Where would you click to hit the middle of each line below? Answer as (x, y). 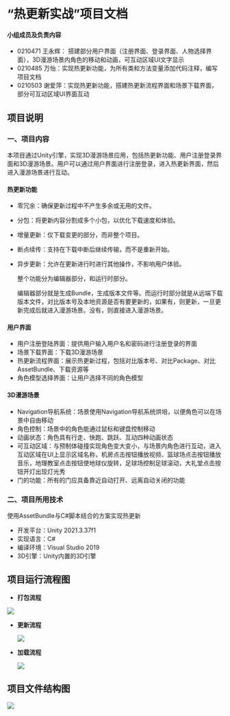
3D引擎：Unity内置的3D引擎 (57, 556)
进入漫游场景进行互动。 (40, 173)
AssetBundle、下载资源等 (53, 369)
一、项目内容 (28, 139)
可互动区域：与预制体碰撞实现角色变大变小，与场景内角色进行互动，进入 (119, 445)
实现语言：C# (36, 539)
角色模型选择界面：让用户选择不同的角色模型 (80, 378)
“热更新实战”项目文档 (68, 14)
